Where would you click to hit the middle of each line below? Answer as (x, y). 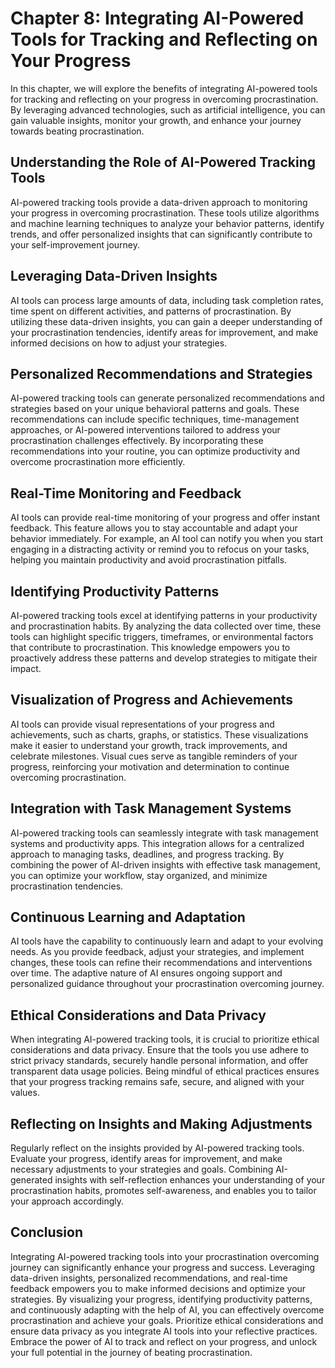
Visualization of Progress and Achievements (152, 700)
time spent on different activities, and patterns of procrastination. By (151, 311)
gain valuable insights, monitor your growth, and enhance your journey (156, 120)
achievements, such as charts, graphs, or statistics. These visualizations (159, 734)
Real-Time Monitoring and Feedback (126, 493)
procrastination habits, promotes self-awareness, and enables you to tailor (163, 1191)
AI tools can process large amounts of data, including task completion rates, (167, 300)
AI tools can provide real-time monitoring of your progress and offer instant (165, 518)
